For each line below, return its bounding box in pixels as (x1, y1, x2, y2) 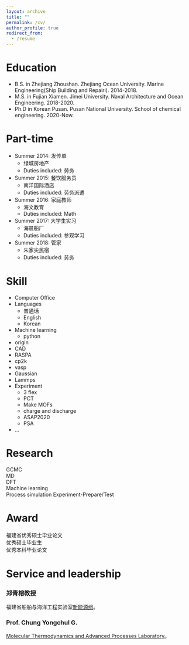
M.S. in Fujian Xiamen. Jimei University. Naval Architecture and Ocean (14, 93, 184, 100)
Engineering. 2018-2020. (14, 99, 75, 106)
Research (6, 447, 54, 460)
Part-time (6, 133, 54, 145)
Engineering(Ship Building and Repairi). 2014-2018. (14, 86, 138, 94)
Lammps (14, 376, 36, 383)
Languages (14, 300, 42, 307)
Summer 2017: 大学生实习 (14, 217, 77, 224)
